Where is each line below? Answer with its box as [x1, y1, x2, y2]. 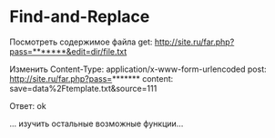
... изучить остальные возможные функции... [9, 118, 184, 129]
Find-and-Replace [9, 6, 150, 27]
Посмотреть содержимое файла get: [9, 36, 153, 47]
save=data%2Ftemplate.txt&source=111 [9, 83, 158, 94]
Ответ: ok [9, 100, 47, 111]
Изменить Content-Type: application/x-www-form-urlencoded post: [9, 64, 267, 74]
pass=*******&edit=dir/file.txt [9, 45, 127, 56]
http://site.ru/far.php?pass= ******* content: [9, 73, 174, 84]
